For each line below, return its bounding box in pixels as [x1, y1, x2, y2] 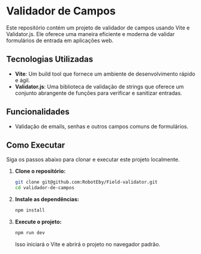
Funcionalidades [6, 107, 70, 117]
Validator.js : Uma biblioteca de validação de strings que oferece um [14, 83, 184, 90]
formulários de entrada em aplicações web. [6, 37, 114, 44]
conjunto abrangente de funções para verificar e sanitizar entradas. [14, 89, 182, 97]
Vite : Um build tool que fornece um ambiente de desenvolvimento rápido [14, 70, 196, 77]
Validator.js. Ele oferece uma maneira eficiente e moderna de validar [6, 30, 175, 37]
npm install [14, 207, 45, 214]
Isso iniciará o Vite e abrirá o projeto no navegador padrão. [14, 240, 161, 247]
